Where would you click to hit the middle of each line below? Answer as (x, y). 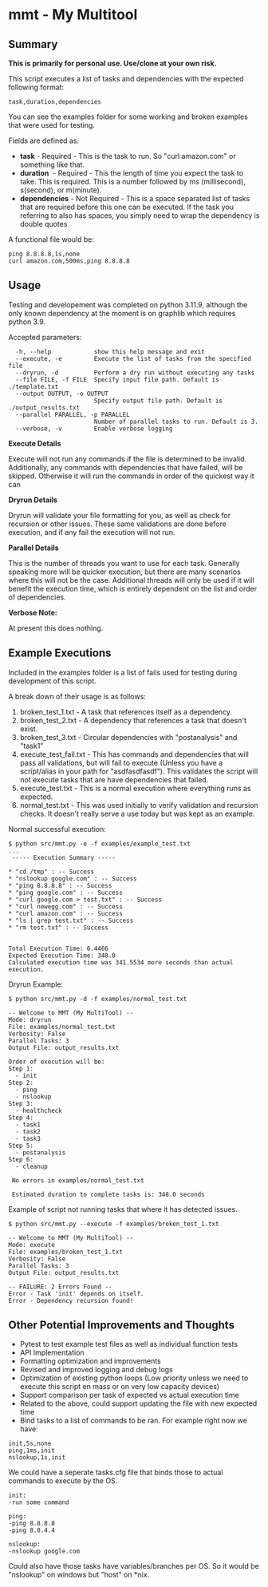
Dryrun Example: (36, 984)
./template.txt (33, 386)
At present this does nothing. (56, 627)
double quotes (43, 224)
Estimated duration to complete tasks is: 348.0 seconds (108, 1194)
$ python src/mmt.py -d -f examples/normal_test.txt (98, 999)
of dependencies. (37, 597)
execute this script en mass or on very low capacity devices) (120, 1387)
